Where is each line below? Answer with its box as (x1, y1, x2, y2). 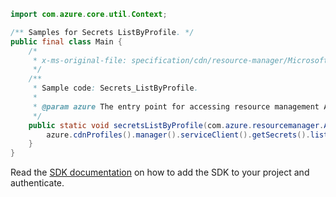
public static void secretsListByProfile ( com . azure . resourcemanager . (28, 120, 325, 130)
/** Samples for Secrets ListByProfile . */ (10, 27, 195, 37)
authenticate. (10, 177, 65, 189)
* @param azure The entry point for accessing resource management (32, 101, 320, 112)
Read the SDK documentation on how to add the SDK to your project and (10, 166, 310, 179)
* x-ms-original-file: (32, 55, 128, 65)
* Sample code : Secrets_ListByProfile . (32, 83, 199, 94)
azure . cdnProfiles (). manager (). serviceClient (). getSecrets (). (46, 130, 311, 140)
